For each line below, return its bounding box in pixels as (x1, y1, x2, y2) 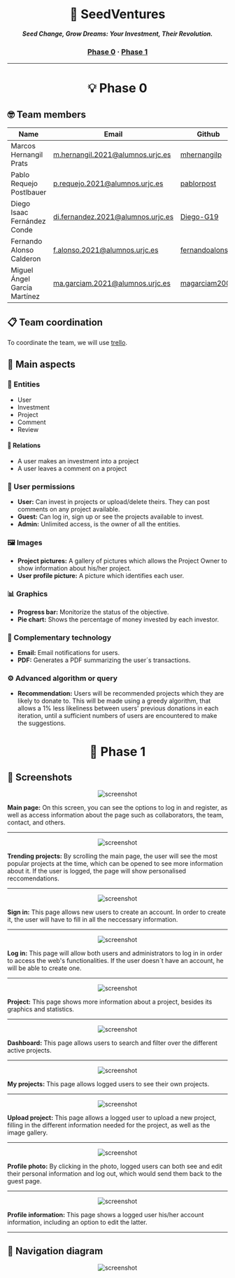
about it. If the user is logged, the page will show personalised (7, 867, 187, 876)
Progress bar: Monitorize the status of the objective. (17, 608, 169, 616)
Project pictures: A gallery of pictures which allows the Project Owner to (17, 556, 227, 565)
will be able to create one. (7, 964, 82, 972)
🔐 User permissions (7, 482, 76, 491)
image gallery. (7, 1128, 48, 1137)
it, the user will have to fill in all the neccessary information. (7, 915, 178, 924)
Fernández (10, 216, 47, 226)
